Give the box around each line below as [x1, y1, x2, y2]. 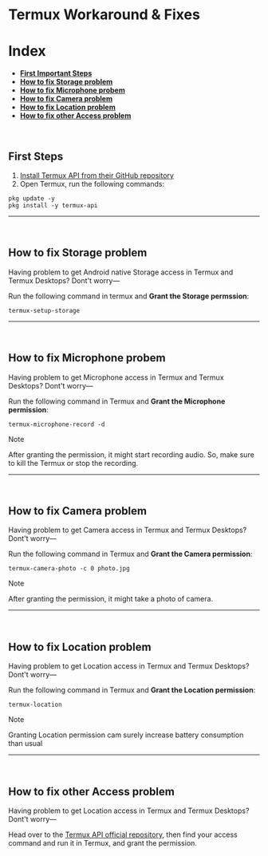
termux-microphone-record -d [8, 420, 105, 428]
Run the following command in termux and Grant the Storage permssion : [8, 291, 250, 301]
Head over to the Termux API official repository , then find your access [8, 830, 238, 839]
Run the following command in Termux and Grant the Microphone [8, 396, 226, 406]
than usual [8, 739, 43, 748]
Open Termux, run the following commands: [19, 179, 165, 188]
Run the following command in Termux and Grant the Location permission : [8, 685, 256, 695]
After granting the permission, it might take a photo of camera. [8, 594, 214, 604]
